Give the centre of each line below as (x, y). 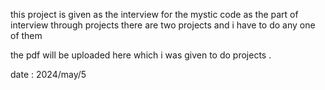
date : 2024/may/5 (48, 74)
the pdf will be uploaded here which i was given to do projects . (141, 55)
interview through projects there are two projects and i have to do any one (163, 25)
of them (26, 35)
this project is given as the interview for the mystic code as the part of (154, 14)
